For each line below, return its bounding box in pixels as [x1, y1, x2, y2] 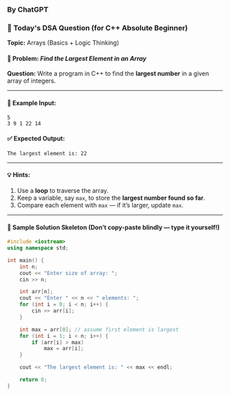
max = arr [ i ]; [43, 345, 84, 352]
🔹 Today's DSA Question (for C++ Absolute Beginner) [7, 23, 188, 32]
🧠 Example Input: [7, 99, 57, 107]
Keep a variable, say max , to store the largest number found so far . [16, 194, 205, 202]
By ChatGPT [7, 5, 49, 14]
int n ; [19, 263, 38, 270]
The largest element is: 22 [7, 150, 88, 157]
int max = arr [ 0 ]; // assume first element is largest [19, 326, 179, 333]
